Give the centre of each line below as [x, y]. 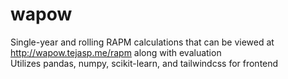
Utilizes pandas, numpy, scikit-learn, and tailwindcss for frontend [144, 63]
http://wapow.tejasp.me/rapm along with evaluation [116, 52]
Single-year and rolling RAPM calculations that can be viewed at [142, 42]
